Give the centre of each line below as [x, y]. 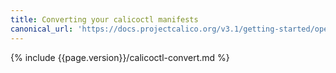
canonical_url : [42, 29]
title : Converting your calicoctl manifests [104, 19]
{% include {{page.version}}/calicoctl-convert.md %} [120, 57]
